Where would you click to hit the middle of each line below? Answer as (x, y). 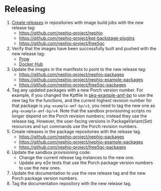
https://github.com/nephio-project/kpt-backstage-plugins (77, 38)
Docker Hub (31, 64)
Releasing (25, 9)
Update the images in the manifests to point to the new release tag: (79, 69)
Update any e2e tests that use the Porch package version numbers (86, 163)
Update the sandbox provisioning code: (51, 152)
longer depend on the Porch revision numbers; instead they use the (79, 116)
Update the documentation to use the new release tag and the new (79, 173)
